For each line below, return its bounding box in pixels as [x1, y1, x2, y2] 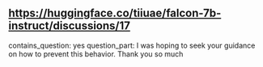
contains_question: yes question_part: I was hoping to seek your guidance [8, 40, 256, 50]
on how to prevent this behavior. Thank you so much [8, 48, 184, 59]
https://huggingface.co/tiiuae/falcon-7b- [8, 6, 222, 20]
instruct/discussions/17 [8, 19, 131, 33]
